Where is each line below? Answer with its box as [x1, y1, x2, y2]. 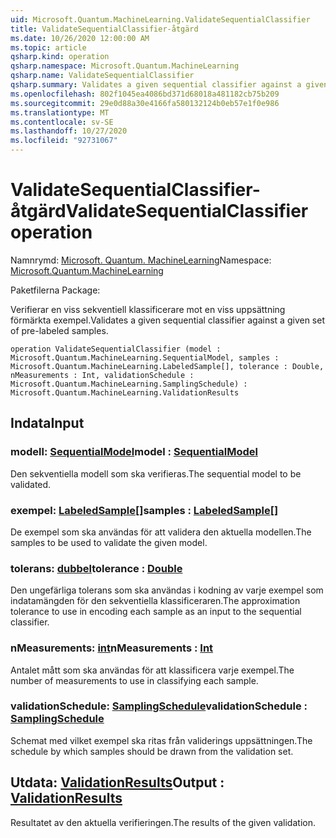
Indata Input [10, 415, 85, 432]
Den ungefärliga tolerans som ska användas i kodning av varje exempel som [10, 584, 324, 596]
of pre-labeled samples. [10, 324, 109, 336]
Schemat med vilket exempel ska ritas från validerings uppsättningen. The [10, 734, 313, 746]
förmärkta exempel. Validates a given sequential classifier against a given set [10, 314, 325, 326]
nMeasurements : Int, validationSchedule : [10, 370, 195, 380]
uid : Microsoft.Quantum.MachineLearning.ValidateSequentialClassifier [10, 14, 311, 25]
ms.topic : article [10, 42, 87, 53]
